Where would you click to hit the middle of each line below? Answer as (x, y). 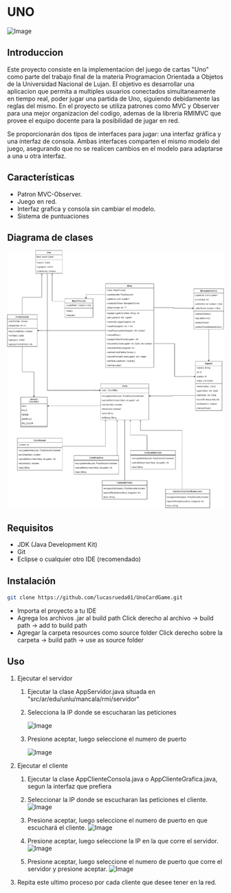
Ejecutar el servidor (45, 678)
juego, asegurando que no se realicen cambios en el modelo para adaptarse (115, 148)
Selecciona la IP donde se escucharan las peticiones (102, 712)
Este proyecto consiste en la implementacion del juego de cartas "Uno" (108, 69)
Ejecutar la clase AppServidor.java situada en (91, 691)
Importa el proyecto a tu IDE (57, 611)
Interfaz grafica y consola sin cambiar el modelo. (86, 209)
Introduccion (35, 53)
